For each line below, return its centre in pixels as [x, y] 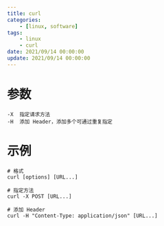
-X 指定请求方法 [28, 114]
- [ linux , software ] [49, 26]
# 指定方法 [21, 190]
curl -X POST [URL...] [39, 196]
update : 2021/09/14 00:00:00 [49, 58]
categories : [24, 20]
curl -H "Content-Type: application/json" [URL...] [82, 216]
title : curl [24, 13]
